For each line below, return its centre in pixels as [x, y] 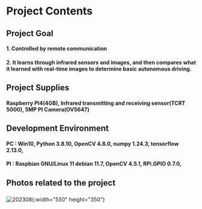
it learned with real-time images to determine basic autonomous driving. [99, 69]
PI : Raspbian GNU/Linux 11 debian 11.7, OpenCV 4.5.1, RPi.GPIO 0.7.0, [94, 164]
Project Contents [49, 11]
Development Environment [58, 129]
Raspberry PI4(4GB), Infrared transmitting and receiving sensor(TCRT [96, 103]
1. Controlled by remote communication [57, 49]
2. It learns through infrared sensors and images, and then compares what [101, 62]
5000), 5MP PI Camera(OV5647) [48, 109]
